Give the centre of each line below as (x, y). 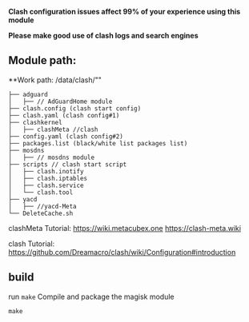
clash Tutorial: (32, 244)
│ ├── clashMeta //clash (53, 129)
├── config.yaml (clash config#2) (66, 136)
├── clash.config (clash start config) (75, 108)
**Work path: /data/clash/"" (55, 80)
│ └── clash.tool (41, 192)
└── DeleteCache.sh (41, 213)
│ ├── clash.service (46, 185)
